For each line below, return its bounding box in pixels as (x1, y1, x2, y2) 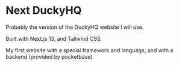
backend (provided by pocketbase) (5, 53, 93, 60)
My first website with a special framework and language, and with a (5, 46, 174, 54)
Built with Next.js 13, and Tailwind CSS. (5, 35, 102, 42)
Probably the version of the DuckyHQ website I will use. (5, 23, 144, 31)
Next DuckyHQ (5, 4, 82, 17)
